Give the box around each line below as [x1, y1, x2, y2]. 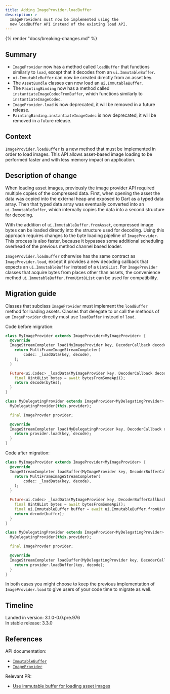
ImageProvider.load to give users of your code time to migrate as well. [5, 586, 152, 592]
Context [5, 133, 31, 141]
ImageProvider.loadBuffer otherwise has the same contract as [5, 253, 136, 259]
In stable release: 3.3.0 [5, 620, 53, 626]
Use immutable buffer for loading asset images [12, 683, 110, 689]
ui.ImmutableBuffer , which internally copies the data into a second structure [5, 206, 164, 212]
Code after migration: [5, 450, 50, 456]
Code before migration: [5, 323, 54, 329]
